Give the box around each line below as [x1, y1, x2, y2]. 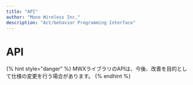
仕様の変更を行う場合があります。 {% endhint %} [11, 73, 131, 80]
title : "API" [6, 8, 38, 15]
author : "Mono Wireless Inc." [6, 14, 81, 20]
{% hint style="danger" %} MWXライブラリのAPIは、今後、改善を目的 [6, 66, 177, 73]
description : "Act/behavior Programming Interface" [6, 19, 136, 25]
